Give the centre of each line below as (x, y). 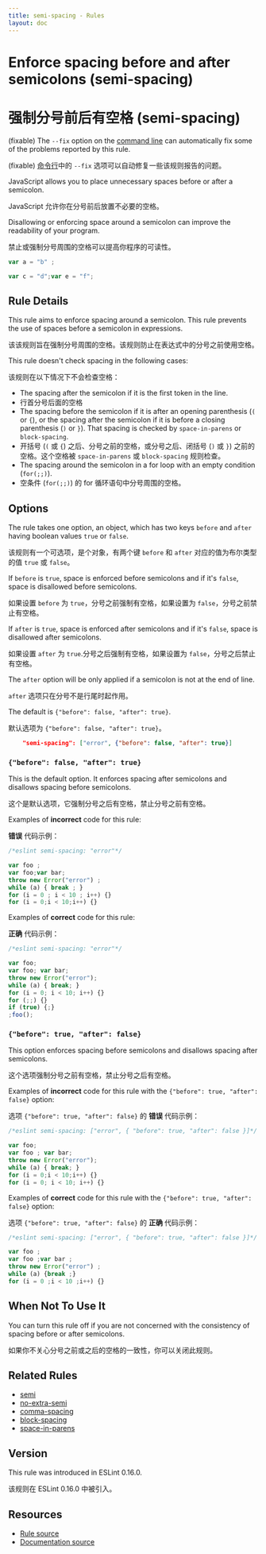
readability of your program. (54, 230)
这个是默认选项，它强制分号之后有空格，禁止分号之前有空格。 (109, 804)
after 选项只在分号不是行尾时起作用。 (70, 696)
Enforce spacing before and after (119, 62)
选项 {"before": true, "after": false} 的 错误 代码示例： (104, 1116)
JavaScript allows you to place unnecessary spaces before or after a (121, 181)
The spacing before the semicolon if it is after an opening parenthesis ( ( (137, 412)
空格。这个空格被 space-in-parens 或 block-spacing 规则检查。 (122, 456)
